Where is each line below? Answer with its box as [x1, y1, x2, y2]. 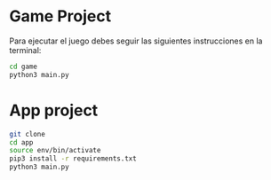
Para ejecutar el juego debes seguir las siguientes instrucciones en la [9, 35, 263, 46]
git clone [9, 129, 46, 138]
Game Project [9, 6, 112, 27]
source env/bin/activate [9, 146, 101, 155]
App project [9, 100, 99, 121]
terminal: [9, 44, 42, 55]
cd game [9, 62, 38, 71]
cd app [9, 137, 34, 147]
